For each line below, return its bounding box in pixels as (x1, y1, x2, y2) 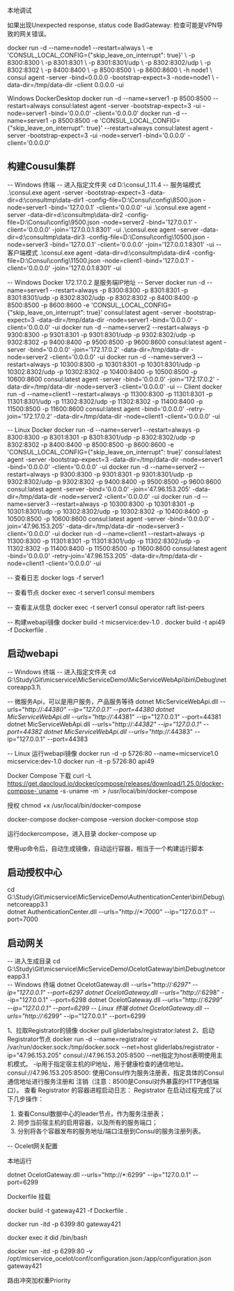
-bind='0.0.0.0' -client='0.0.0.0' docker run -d (48, 109, 180, 117)
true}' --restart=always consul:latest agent (86, 124, 209, 132)
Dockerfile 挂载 (7, 1193, 51, 1201)
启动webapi (7, 648, 58, 659)
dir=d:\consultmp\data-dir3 (7, 232, 86, 241)
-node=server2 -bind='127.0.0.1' (100, 218, 193, 226)
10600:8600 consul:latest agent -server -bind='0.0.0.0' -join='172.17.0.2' (7, 375, 215, 383)
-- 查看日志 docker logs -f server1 (7, 573, 104, 581)
